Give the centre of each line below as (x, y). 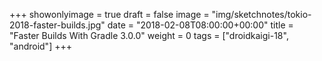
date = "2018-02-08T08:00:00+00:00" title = (200, 25)
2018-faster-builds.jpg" (57, 25)
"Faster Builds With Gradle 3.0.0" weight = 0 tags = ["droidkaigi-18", (149, 35)
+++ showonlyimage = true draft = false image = (109, 14)
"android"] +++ (40, 46)
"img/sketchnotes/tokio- (261, 14)
